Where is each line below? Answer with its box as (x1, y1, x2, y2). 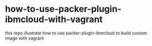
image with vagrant (5, 35, 44, 41)
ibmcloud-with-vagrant (5, 14, 103, 25)
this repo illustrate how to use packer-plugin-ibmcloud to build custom (5, 30, 147, 36)
